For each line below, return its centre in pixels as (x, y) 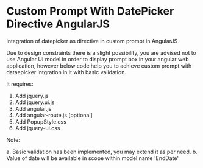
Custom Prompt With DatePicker (90, 11)
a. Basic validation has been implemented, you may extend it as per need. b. (102, 152)
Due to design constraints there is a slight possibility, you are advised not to (101, 52)
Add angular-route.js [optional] (54, 115)
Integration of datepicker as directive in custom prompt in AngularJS (92, 41)
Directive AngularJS (58, 24)
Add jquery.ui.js (35, 102)
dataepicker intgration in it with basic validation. (66, 72)
